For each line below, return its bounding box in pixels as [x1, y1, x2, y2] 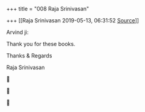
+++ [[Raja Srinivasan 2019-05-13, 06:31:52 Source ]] [6, 17, 139, 24]
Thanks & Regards [6, 52, 52, 59]
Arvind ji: [6, 28, 29, 36]
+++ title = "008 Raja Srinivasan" [6, 5, 90, 12]
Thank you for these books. [6, 41, 76, 47]
